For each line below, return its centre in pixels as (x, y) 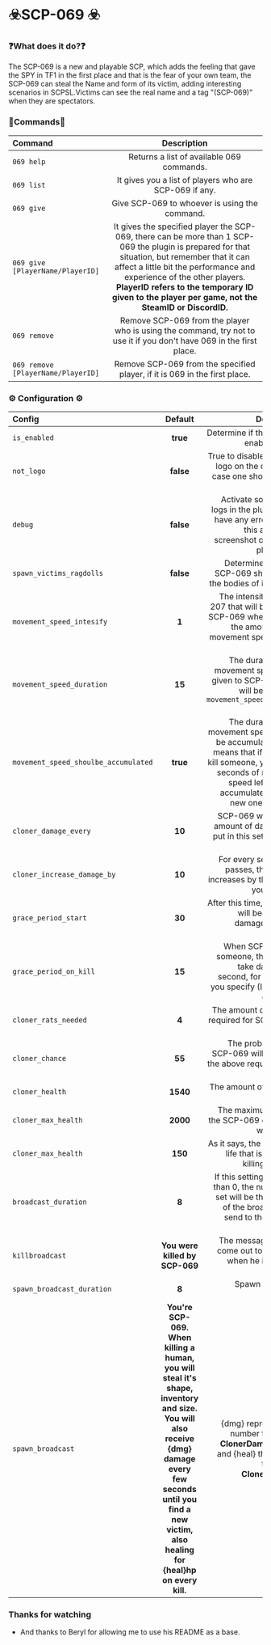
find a (179, 1510)
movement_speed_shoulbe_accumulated (83, 763)
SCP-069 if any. (185, 190)
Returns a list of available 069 (185, 156)
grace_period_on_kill (54, 972)
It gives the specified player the (173, 226)
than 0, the (233, 1187)
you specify (233, 987)
